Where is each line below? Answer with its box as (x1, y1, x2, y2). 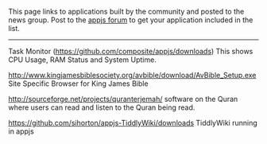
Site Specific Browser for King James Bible (8, 79, 149, 88)
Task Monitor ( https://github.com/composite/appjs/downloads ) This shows (8, 47, 253, 56)
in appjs (8, 126, 34, 136)
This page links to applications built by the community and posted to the (8, 7, 245, 16)
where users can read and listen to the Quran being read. (8, 103, 195, 112)
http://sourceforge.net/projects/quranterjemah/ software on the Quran (8, 95, 238, 103)
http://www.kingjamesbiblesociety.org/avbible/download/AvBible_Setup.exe (8, 71, 257, 80)
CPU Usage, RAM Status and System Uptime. (8, 55, 157, 64)
